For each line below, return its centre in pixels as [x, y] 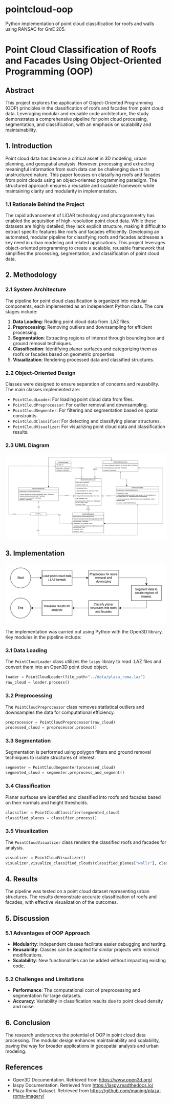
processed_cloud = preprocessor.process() [51, 728]
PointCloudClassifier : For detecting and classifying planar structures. [87, 421]
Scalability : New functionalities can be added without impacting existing [89, 960]
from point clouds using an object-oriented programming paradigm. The [81, 180]
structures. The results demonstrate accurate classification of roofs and [81, 897]
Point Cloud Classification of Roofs [81, 50]
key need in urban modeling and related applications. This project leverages [85, 243]
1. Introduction [29, 146]
